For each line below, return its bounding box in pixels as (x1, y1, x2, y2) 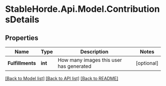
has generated (57, 63, 91, 70)
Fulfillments (7, 60, 36, 66)
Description (80, 48, 109, 55)
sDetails (5, 14, 40, 25)
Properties (5, 34, 39, 42)
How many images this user (57, 57, 122, 63)
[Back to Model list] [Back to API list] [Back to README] (5, 76, 119, 81)
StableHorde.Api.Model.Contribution (5, 3, 160, 15)
